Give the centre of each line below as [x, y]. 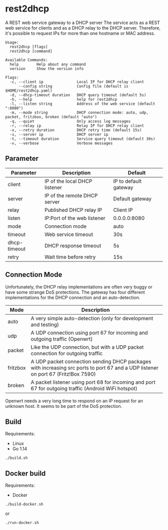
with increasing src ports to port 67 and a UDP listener [94, 368]
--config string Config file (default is [73, 86]
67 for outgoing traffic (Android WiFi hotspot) [84, 388]
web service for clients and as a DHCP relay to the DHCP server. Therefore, [83, 28]
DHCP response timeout [73, 245]
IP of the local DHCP [68, 181]
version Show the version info [47, 69]
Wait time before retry [70, 257]
